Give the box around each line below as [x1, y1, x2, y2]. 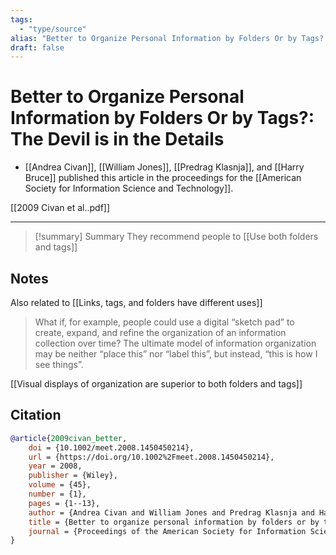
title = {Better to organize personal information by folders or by [28, 517, 320, 527]
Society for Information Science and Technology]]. [24, 182, 234, 195]
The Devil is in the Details [10, 128, 225, 151]
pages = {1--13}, [28, 498, 101, 508]
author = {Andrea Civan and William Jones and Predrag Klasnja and [28, 507, 315, 518]
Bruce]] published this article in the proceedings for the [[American [24, 172, 302, 184]
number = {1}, [28, 489, 87, 500]
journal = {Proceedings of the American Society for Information [28, 526, 307, 536]
